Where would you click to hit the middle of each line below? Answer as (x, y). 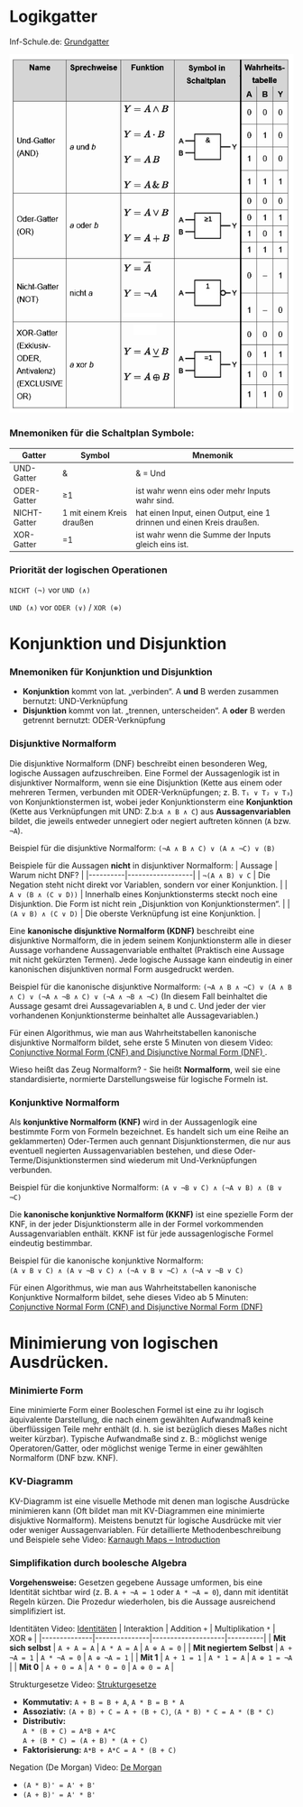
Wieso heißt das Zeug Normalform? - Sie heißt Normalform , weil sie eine (145, 1069)
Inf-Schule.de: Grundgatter (60, 41)
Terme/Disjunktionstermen (59, 1160)
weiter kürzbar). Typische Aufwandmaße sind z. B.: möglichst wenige (138, 1439)
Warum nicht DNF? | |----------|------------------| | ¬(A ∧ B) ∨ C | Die (140, 875)
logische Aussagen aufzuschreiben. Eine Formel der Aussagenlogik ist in (145, 773)
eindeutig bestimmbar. (51, 1243)
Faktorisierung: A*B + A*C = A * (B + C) (100, 1749)
